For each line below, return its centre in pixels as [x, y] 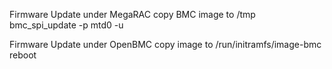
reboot [23, 55]
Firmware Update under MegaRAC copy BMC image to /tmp [132, 14]
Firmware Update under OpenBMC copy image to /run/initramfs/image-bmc [165, 44]
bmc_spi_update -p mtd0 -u [66, 25]
